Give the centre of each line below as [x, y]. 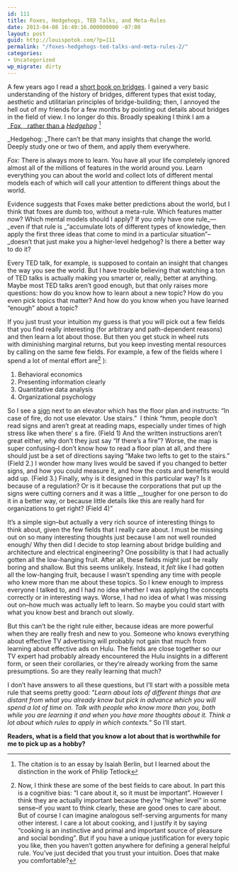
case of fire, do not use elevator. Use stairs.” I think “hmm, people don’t [112, 418]
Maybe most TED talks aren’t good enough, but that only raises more [108, 286]
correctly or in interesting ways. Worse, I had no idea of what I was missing [117, 597]
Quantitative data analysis [55, 389]
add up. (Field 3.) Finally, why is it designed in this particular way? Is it [109, 478]
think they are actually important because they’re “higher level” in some [122, 800]
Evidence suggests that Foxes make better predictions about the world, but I [119, 204]
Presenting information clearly [62, 381]
